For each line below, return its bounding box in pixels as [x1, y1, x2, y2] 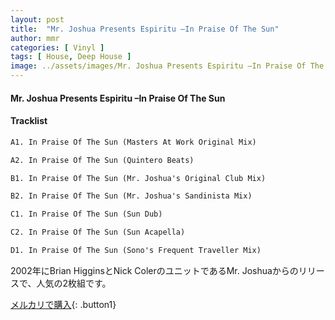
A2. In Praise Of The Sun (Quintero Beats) [10, 155, 195, 165]
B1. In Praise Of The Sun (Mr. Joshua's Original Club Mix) [10, 173, 267, 183]
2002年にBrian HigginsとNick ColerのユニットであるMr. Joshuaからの [10, 264, 299, 276]
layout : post [10, 14, 65, 25]
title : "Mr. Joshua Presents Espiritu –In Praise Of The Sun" [10, 24, 280, 34]
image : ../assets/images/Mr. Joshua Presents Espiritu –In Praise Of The [10, 61, 325, 71]
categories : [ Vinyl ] [10, 42, 105, 53]
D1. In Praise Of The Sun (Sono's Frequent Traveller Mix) [10, 246, 262, 256]
